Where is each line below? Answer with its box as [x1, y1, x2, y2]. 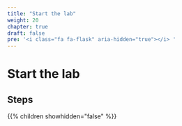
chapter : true [7, 23, 49, 30]
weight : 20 [7, 17, 39, 24]
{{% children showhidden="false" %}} [7, 112, 117, 120]
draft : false [7, 29, 45, 37]
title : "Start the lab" [7, 10, 77, 17]
